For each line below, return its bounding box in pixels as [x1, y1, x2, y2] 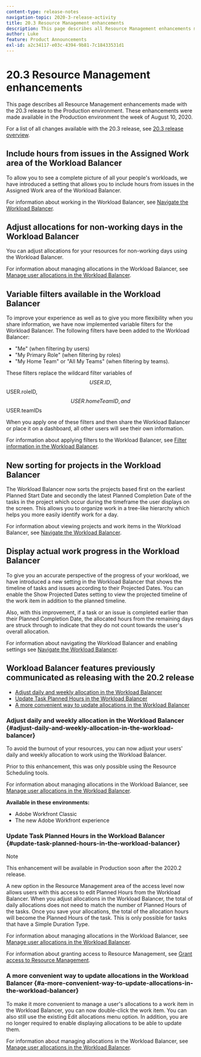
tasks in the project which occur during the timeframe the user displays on [6, 498, 190, 505]
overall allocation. [6, 628, 50, 635]
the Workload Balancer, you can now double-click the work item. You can [6, 1007, 187, 1014]
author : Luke [6, 31, 39, 37]
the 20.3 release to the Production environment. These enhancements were [6, 107, 193, 114]
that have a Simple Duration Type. [6, 921, 90, 928]
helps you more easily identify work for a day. [6, 511, 118, 519]
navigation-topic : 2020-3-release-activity [6, 14, 117, 20]
